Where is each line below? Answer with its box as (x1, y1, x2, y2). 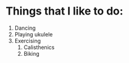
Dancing (14, 24, 36, 31)
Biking (23, 50, 40, 57)
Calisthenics (23, 44, 55, 51)
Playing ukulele (14, 30, 53, 38)
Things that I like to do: (5, 4, 124, 18)
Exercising (14, 37, 41, 44)
